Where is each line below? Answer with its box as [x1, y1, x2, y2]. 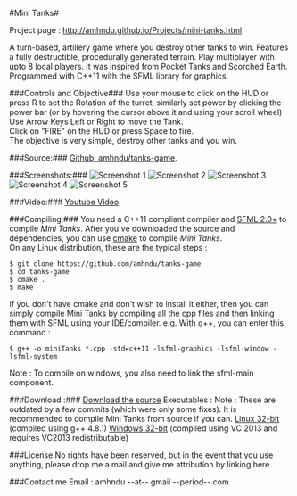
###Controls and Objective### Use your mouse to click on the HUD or [9, 88, 269, 98]
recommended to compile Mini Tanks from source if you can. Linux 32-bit [9, 414, 280, 424]
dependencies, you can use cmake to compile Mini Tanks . [9, 233, 223, 244]
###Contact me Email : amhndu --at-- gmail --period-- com [9, 476, 229, 487]
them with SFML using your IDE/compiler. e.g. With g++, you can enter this [9, 318, 284, 328]
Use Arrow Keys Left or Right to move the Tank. [9, 116, 184, 127]
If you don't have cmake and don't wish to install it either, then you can [9, 299, 269, 309]
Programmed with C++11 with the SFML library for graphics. [9, 70, 229, 81]
